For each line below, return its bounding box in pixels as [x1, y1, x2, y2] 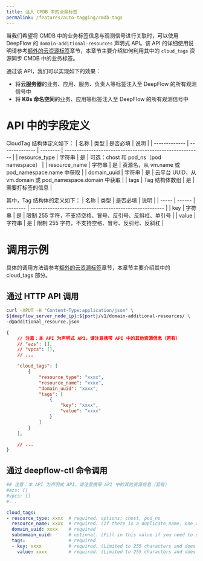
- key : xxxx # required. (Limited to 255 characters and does [11, 543, 196, 549]
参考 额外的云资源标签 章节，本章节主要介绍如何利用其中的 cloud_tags [16, 47, 188, 54]
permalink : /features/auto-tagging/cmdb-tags [6, 15, 123, 21]
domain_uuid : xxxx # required [11, 527, 96, 533]
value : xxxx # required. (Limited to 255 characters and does [17, 548, 196, 555]
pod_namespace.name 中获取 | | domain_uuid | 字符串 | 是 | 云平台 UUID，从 [6, 169, 196, 176]
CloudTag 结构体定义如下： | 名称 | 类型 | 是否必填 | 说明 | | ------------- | [6, 140, 189, 147]
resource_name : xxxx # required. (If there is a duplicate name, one [11, 520, 193, 527]
